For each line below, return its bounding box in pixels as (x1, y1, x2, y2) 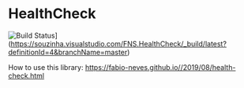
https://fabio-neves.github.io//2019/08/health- (84, 62, 236, 71)
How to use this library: (8, 62, 84, 71)
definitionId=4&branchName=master (8, 47, 128, 57)
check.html (8, 71, 45, 80)
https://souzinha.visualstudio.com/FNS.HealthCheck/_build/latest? (10, 38, 227, 48)
